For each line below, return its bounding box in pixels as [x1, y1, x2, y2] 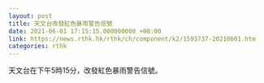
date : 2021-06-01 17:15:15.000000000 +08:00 [8, 27, 162, 35]
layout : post [8, 11, 53, 20]
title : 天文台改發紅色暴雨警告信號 [8, 20, 113, 28]
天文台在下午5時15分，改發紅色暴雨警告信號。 [8, 66, 162, 76]
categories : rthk [8, 42, 67, 50]
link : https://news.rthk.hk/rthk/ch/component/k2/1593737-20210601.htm [8, 34, 256, 43]
